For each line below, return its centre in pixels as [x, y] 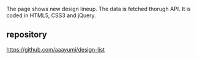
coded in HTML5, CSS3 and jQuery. [51, 15]
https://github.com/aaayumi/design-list [56, 49]
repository [27, 35]
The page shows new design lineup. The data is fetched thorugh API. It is [98, 9]
